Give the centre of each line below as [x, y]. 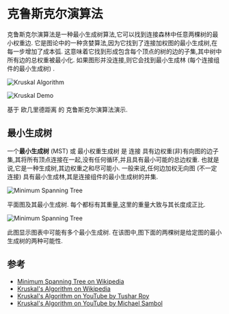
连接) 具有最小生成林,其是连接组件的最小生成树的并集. [83, 176]
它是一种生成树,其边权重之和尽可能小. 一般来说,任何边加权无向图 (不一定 [116, 168]
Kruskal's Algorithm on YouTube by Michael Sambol [90, 303]
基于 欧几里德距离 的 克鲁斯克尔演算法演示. [67, 109]
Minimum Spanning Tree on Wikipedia [70, 281]
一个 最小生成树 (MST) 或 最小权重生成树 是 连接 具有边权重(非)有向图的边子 [113, 151]
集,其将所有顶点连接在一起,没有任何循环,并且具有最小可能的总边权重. [104, 159]
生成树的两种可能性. [35, 241]
